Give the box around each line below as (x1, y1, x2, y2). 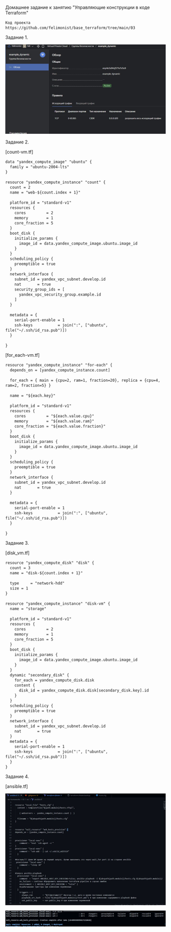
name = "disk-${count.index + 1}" (10, 571, 83, 576)
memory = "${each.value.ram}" (14, 419, 95, 424)
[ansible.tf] (5, 783, 28, 790)
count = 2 (10, 185, 31, 190)
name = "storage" (10, 606, 47, 611)
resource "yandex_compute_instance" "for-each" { (5, 362, 113, 368)
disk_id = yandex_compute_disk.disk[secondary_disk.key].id (18, 688, 149, 693)
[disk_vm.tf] (5, 550, 30, 556)
